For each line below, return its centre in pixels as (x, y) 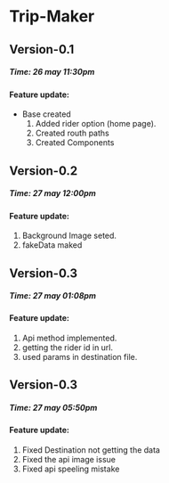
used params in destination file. (80, 357)
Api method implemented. (69, 338)
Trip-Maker (52, 16)
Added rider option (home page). (96, 124)
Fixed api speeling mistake (71, 469)
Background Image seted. (69, 236)
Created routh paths (72, 133)
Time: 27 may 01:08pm (52, 296)
